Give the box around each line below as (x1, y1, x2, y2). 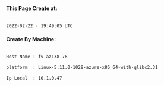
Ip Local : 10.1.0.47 (6, 75, 62, 81)
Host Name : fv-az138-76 (6, 54, 68, 60)
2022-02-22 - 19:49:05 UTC (6, 23, 73, 29)
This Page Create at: (6, 5, 58, 12)
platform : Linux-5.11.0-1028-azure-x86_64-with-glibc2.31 (6, 65, 159, 71)
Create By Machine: (6, 35, 56, 42)
